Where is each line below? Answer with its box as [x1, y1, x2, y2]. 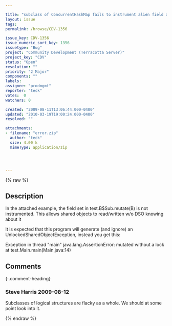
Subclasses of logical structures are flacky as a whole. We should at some [5, 300, 162, 306]
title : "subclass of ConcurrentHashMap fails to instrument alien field [5, 12, 164, 17]
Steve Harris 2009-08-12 [5, 289, 70, 296]
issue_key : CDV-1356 [5, 35, 50, 41]
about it [5, 216, 21, 222]
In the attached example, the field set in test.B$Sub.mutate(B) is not [5, 205, 148, 212]
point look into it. [5, 305, 41, 312]
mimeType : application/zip [10, 145, 68, 150]
